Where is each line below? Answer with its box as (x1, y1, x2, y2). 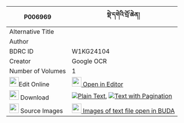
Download (20, 93, 49, 102)
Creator (9, 57, 31, 65)
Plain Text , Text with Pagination (77, 91, 173, 100)
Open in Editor (83, 80, 124, 88)
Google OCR (71, 57, 107, 65)
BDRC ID (9, 47, 34, 55)
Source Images (20, 107, 63, 115)
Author (9, 38, 29, 45)
